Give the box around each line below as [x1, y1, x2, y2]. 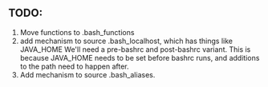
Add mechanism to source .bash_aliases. [19, 69, 156, 79]
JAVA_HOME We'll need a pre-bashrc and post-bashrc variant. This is [19, 44, 251, 54]
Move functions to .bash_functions [19, 27, 135, 37]
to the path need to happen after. [19, 61, 130, 71]
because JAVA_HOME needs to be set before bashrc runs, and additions [19, 53, 260, 62]
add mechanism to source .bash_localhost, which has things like [19, 36, 233, 45]
